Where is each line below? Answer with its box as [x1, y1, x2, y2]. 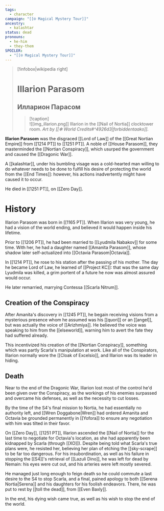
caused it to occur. [5, 177, 43, 182]
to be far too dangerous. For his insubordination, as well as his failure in [5, 451, 149, 457]
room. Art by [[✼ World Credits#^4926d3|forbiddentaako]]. [29, 126, 149, 132]
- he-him [9, 39, 27, 44]
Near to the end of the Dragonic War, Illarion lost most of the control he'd [5, 384, 152, 390]
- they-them [9, 44, 34, 49]
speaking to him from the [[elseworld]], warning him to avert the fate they [5, 327, 153, 333]
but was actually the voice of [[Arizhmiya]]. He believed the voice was [5, 322, 146, 328]
